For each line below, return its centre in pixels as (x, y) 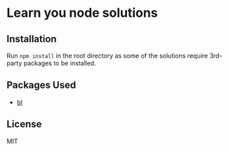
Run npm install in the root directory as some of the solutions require (107, 55)
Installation (32, 39)
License (24, 124)
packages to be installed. (60, 63)
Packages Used (41, 85)
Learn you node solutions (82, 13)
